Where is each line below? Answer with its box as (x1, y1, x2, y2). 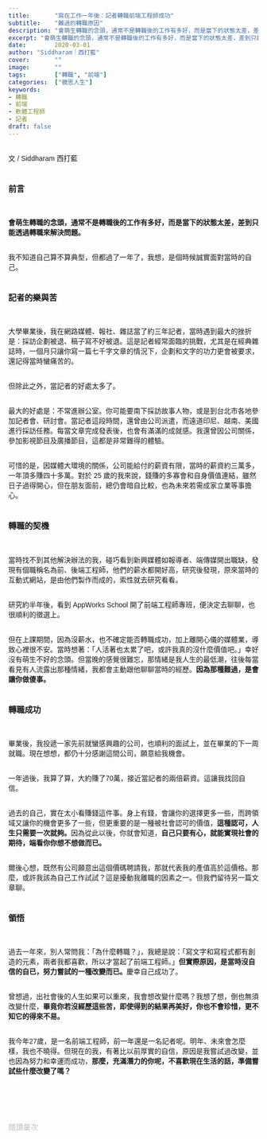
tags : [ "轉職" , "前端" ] (8, 71, 107, 79)
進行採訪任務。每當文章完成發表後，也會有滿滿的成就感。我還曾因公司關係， (8, 426, 259, 436)
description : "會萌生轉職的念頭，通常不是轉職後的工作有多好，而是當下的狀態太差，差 (8, 26, 260, 34)
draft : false (8, 122, 52, 130)
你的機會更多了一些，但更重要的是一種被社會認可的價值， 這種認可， (29, 818, 252, 827)
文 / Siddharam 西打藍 (8, 154, 78, 163)
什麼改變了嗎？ (21, 1067, 72, 1076)
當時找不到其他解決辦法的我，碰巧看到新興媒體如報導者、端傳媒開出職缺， (8, 555, 252, 565)
